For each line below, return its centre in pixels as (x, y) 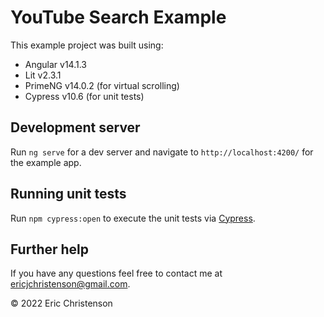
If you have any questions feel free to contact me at (116, 273)
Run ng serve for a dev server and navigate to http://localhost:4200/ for (162, 152)
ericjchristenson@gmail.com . (70, 284)
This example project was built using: (87, 45)
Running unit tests (68, 194)
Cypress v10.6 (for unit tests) (84, 96)
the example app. (46, 162)
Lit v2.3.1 (43, 75)
